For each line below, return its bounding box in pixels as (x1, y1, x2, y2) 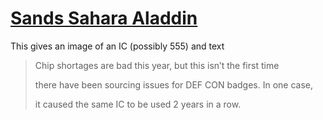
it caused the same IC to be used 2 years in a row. (34, 98, 242, 110)
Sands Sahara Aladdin (10, 7, 198, 30)
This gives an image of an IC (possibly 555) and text (10, 40, 225, 52)
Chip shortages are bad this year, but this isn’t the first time (34, 59, 280, 71)
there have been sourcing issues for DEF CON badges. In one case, (34, 78, 313, 91)
